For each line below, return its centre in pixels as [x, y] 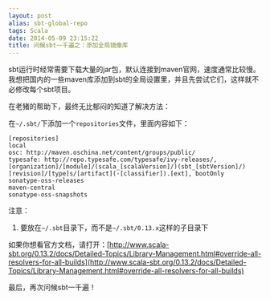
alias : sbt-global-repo [48, 23]
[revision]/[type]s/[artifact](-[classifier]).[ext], [100, 174]
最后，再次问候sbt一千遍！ [52, 287]
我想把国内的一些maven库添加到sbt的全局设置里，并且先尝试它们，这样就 [130, 79]
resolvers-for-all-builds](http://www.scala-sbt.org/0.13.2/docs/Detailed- [127, 262]
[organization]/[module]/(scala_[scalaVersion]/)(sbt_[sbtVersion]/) [127, 167]
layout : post [30, 16]
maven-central [32, 188]
